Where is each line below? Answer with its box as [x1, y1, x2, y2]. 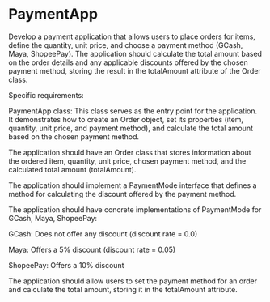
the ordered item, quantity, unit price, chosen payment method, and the [8, 155, 247, 166]
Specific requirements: [8, 90, 84, 100]
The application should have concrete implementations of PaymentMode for [8, 204, 262, 215]
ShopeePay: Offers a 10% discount [8, 260, 124, 270]
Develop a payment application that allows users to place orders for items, [8, 32, 256, 41]
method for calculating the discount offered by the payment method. [8, 189, 237, 198]
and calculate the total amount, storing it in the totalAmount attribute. [8, 284, 238, 294]
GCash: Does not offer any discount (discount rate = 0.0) [8, 228, 198, 239]
